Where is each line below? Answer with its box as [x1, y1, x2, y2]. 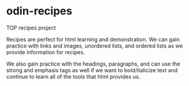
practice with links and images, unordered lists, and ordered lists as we [6, 42, 183, 49]
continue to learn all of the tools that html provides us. [6, 73, 141, 80]
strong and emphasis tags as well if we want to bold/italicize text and [6, 66, 178, 73]
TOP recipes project [6, 24, 56, 31]
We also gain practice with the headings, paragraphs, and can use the [6, 60, 181, 67]
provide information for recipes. [6, 48, 85, 55]
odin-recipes [6, 4, 72, 18]
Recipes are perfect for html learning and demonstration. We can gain [6, 35, 180, 43]
